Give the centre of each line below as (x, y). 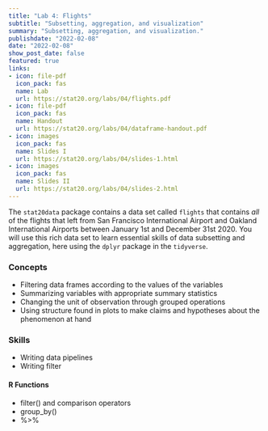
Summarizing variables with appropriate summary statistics (119, 294)
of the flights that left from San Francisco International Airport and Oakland (132, 220)
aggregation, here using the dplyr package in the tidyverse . (108, 246)
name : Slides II (43, 182)
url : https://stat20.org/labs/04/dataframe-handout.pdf (111, 129)
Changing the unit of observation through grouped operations (123, 302)
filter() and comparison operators (75, 403)
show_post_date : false (46, 53)
